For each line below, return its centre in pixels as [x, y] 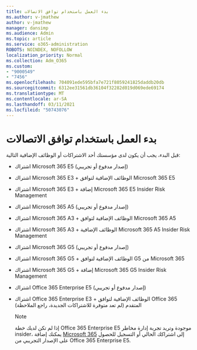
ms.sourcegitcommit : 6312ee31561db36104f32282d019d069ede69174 [85, 88]
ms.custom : [19, 66]
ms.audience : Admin [30, 33]
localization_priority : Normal [44, 55]
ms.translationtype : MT [35, 93]
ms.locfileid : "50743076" [38, 110]
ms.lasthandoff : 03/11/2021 [41, 104]
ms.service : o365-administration [47, 45]
